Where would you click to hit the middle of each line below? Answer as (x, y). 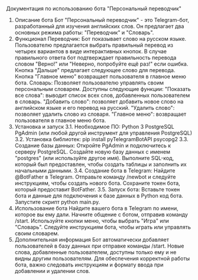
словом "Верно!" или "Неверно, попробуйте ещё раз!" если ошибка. (101, 64)
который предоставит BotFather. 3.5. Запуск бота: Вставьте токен (97, 189)
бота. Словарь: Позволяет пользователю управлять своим (89, 83)
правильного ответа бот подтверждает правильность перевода (95, 58)
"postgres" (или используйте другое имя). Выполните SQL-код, (94, 158)
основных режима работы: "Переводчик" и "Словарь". (84, 32)
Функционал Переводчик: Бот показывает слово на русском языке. (100, 39)
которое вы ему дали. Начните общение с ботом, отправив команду (101, 214)
